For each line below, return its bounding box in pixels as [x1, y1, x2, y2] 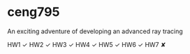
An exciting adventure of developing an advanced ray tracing [7, 27, 183, 35]
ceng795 [7, 4, 60, 20]
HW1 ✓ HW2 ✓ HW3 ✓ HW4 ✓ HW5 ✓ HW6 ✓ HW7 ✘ [7, 40, 166, 48]
